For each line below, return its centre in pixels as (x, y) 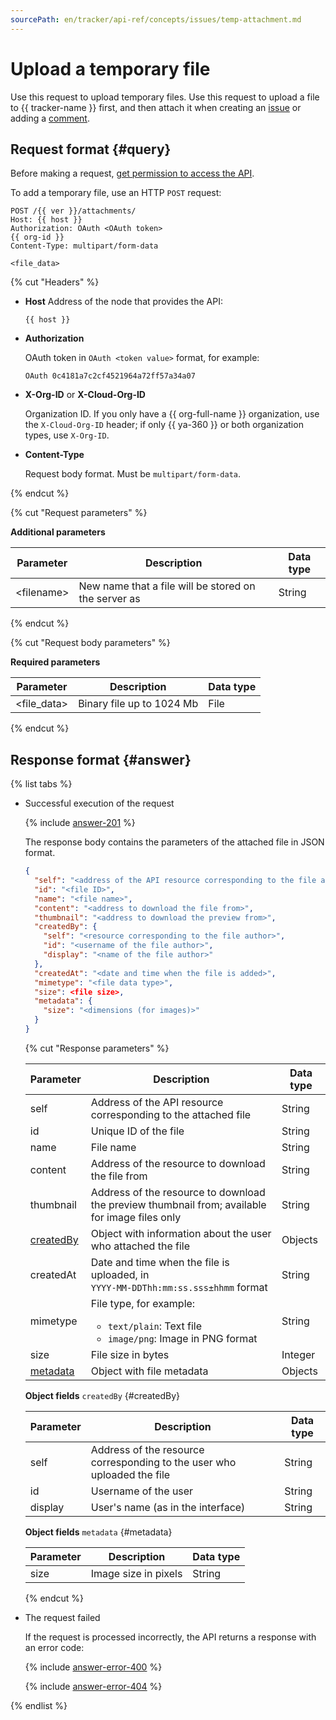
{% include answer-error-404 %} (93, 1686)
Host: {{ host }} (46, 220)
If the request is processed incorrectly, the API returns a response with (170, 1637)
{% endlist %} (39, 1705)
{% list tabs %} (41, 784)
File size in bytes (130, 1354)
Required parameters (55, 662)
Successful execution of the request (99, 803)
